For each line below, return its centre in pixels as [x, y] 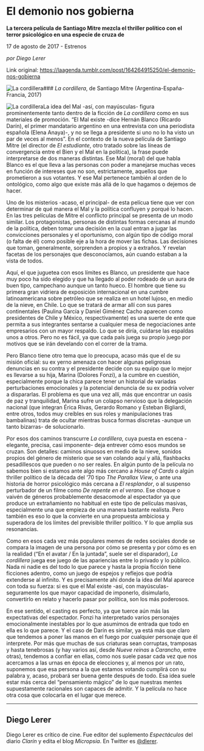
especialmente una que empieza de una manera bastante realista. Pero [95, 509]
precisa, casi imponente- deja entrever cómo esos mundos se [109, 445]
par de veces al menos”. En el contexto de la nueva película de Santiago [96, 139]
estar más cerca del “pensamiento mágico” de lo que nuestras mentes [94, 682]
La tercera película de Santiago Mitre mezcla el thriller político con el [94, 28]
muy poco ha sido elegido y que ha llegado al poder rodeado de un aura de [100, 279]
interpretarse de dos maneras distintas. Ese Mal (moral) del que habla [93, 158]
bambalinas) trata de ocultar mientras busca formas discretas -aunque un [99, 420]
